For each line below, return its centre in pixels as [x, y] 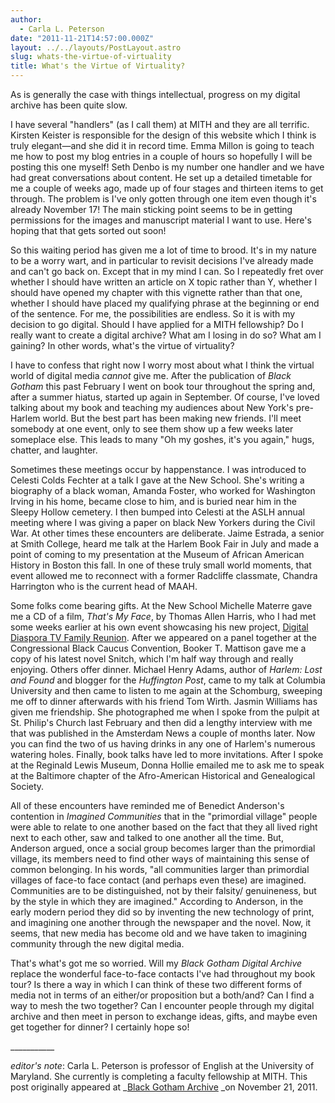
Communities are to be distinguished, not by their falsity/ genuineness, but [163, 890]
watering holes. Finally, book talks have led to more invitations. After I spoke [167, 754]
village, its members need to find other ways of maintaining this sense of [160, 859]
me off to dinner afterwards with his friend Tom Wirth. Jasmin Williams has [164, 701]
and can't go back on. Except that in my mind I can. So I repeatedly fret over [167, 271]
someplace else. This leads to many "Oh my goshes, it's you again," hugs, [162, 439]
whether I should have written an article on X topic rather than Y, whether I [164, 282]
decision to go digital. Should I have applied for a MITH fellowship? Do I [157, 324]
